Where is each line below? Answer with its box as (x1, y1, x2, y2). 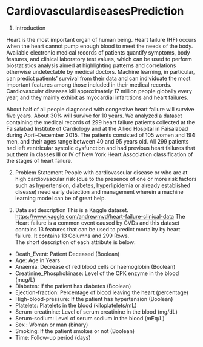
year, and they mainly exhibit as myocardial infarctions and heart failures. (6, 94, 189, 101)
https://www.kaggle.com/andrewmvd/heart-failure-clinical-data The (15, 213, 185, 220)
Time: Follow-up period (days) (15, 334, 91, 341)
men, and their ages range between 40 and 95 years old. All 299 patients (6, 137, 189, 145)
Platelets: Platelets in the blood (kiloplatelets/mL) (15, 302, 138, 309)
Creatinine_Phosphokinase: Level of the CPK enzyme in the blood (15, 269, 179, 277)
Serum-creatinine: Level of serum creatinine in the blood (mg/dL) (15, 308, 178, 316)
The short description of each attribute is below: (15, 238, 136, 246)
